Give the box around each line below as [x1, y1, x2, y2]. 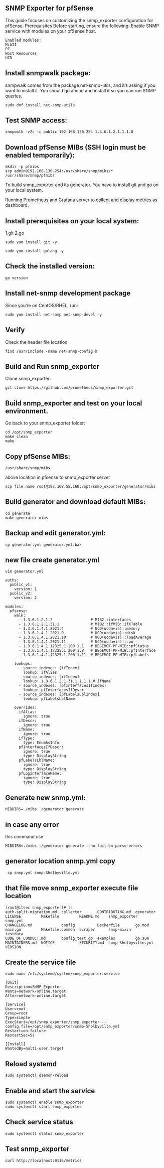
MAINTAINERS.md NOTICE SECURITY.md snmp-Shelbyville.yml [5, 940, 154, 945]
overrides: [14, 705, 37, 710]
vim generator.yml [5, 569, 44, 574]
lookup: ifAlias [23, 670, 57, 675]
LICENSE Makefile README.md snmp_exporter [5, 914, 138, 919]
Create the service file [5, 958, 76, 967]
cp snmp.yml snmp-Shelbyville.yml [7, 870, 80, 875]
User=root [5, 1006, 26, 1011]
